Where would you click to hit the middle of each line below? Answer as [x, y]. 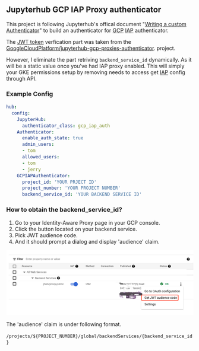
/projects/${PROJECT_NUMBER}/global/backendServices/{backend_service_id [99, 336]
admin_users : [38, 145]
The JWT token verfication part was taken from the [69, 42]
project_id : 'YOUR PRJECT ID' [59, 182]
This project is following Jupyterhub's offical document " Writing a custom [97, 24]
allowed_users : [41, 157]
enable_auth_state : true [53, 138]
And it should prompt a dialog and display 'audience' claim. [87, 241]
